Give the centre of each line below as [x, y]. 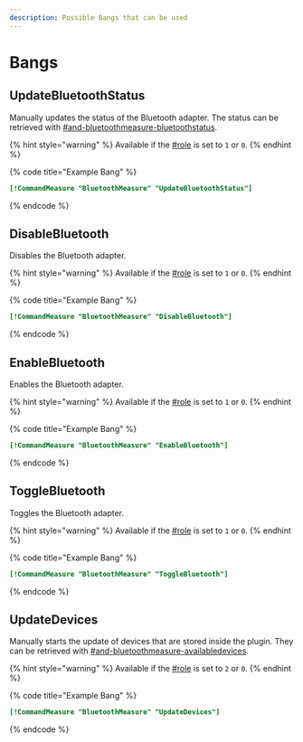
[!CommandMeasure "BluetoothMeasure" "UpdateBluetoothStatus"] [131, 188]
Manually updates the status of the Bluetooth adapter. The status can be [144, 117]
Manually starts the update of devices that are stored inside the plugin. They [151, 642]
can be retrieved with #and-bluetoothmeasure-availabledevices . [129, 651]
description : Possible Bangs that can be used [99, 18]
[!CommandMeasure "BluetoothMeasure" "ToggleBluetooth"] [119, 574]
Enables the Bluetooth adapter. [66, 384]
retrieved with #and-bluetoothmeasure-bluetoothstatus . [114, 127]
